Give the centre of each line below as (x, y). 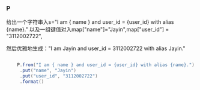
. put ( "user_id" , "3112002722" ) (59, 76)
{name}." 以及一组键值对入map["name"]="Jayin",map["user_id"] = (88, 30)
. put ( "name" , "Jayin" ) (48, 71)
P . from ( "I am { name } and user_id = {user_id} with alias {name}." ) (106, 65)
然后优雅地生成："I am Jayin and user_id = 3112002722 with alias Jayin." (96, 48)
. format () (32, 82)
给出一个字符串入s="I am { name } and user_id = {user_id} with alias (90, 22)
